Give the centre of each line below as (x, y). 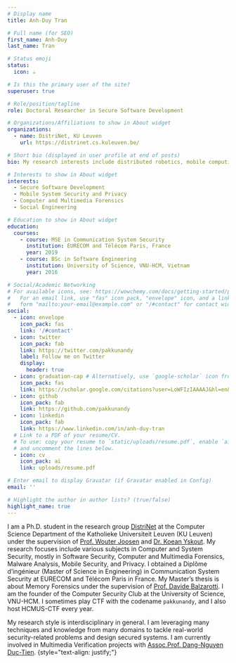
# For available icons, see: (50, 291)
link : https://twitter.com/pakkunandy (77, 350)
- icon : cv (29, 455)
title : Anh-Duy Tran (38, 20)
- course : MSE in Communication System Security (92, 240)
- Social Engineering (45, 207)
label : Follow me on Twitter (63, 357)
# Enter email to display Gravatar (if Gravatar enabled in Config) (110, 481)
